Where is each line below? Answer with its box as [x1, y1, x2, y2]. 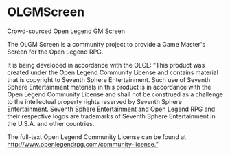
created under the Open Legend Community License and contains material [7, 68, 218, 76]
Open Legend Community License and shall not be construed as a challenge [7, 90, 223, 99]
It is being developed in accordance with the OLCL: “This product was [7, 61, 205, 69]
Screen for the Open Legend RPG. [7, 48, 104, 56]
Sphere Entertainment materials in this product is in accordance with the [7, 83, 211, 91]
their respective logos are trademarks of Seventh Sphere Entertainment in [7, 112, 216, 121]
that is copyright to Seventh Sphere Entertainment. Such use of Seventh [7, 75, 211, 83]
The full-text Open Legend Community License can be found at [7, 132, 187, 141]
